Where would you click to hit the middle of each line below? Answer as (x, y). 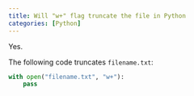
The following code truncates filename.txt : (81, 62)
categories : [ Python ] (45, 23)
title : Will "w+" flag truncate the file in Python (97, 16)
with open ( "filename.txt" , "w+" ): (67, 77)
